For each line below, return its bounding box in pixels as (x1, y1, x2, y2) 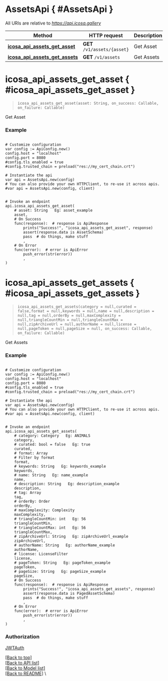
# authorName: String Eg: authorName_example (14, 543, 115, 548)
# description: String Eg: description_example (14, 482, 120, 487)
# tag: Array (14, 490, 41, 495)
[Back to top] (5, 654, 32, 660)
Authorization (5, 633, 40, 640)
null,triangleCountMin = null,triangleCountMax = (17, 317, 123, 322)
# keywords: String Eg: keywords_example (14, 464, 106, 469)
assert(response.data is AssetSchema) (23, 230, 104, 235)
